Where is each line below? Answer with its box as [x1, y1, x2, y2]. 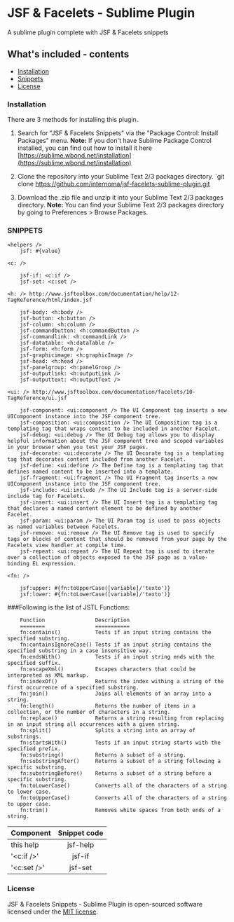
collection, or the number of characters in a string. [7, 709, 171, 716]
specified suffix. [7, 660, 61, 667]
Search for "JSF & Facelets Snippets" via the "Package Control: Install [17, 129, 219, 137]
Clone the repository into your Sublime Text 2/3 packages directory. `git [17, 172, 225, 181]
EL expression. [32, 560, 77, 567]
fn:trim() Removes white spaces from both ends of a [20, 807, 221, 814]
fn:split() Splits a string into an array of [20, 727, 196, 734]
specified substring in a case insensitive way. [7, 647, 152, 654]
